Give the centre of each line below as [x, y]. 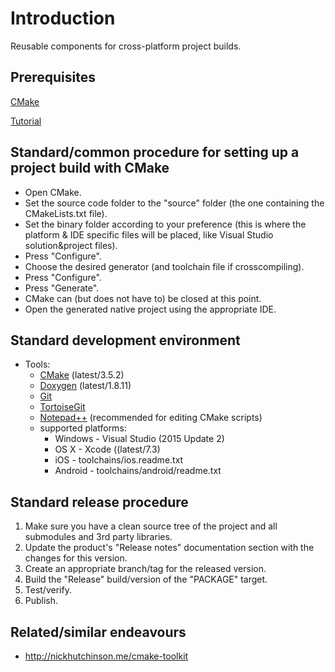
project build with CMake [90, 168]
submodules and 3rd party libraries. [98, 537]
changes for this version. [76, 558]
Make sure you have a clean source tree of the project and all [151, 526]
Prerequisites [53, 77]
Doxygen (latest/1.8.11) [85, 386]
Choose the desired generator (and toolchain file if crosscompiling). [164, 266]
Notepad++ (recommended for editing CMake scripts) [151, 418]
